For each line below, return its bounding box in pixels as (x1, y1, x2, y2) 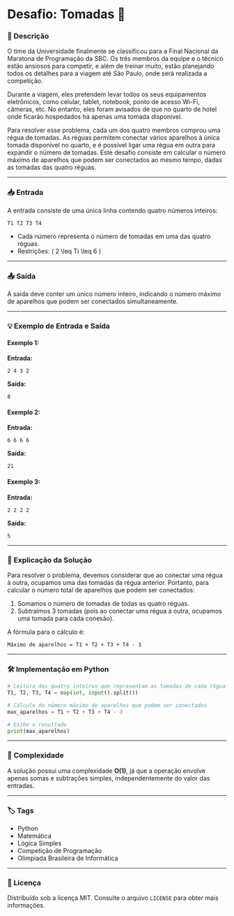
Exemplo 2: (7, 408, 40, 416)
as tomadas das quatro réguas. (7, 163, 96, 172)
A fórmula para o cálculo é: (7, 627, 85, 636)
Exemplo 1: (7, 338, 40, 347)
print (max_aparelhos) (7, 727, 70, 734)
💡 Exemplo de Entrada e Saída (7, 321, 110, 330)
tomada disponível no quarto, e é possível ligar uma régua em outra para (7, 141, 216, 150)
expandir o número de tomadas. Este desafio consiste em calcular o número (7, 148, 226, 157)
